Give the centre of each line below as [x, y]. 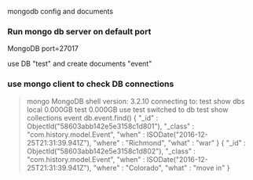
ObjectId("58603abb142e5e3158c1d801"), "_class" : [110, 126]
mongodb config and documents [60, 11]
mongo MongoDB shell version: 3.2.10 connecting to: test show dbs [136, 101]
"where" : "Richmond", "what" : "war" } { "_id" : [170, 142]
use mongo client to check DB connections [91, 84]
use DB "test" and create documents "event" [80, 64]
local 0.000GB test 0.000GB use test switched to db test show [127, 110]
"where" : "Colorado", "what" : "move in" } [161, 167]
